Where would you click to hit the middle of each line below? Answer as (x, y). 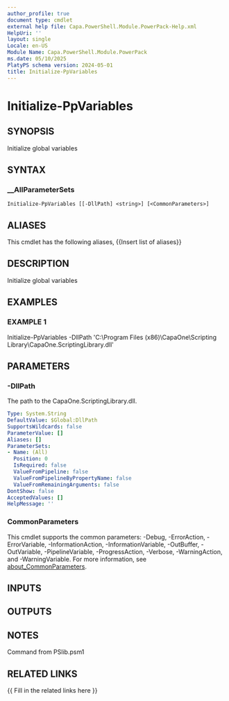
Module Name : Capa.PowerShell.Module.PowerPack (77, 53)
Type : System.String (37, 414)
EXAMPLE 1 (27, 322)
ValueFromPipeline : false (51, 472)
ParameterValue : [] (35, 433)
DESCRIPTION (38, 264)
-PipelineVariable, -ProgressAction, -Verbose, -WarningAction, (134, 551)
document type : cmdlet (40, 20)
